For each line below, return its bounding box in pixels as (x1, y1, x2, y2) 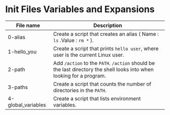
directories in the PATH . (53, 87, 107, 94)
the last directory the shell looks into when (53, 66, 154, 73)
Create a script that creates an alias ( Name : (53, 30, 159, 37)
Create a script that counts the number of (53, 80, 152, 87)
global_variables (8, 101, 47, 108)
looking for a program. (53, 72, 106, 79)
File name (16, 22, 40, 29)
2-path (8, 66, 25, 73)
